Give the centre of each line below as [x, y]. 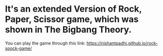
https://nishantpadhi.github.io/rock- [122, 43]
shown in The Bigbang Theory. [68, 30]
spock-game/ [18, 48]
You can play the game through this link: [45, 43]
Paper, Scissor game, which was [72, 19]
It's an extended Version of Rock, [73, 9]
